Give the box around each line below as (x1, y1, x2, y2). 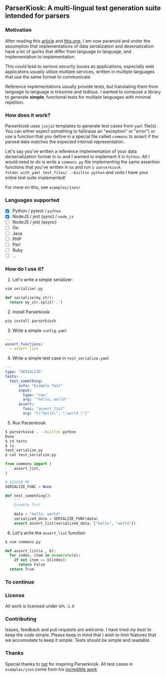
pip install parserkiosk (5, 318, 56, 323)
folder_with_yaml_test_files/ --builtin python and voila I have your (5, 169, 148, 175)
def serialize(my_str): (5, 295, 54, 301)
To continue (5, 578, 35, 585)
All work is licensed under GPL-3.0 (5, 603, 75, 609)
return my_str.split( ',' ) (9, 300, 63, 305)
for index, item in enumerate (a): (9, 553, 81, 558)
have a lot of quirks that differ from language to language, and (5, 48, 132, 54)
